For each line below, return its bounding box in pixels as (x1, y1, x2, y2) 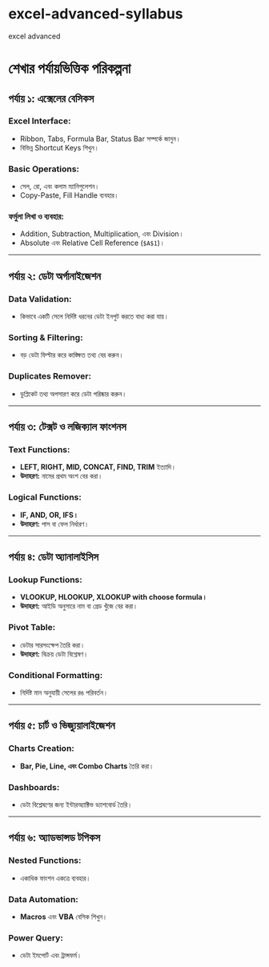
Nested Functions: (8, 855, 82, 866)
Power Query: (8, 932, 64, 943)
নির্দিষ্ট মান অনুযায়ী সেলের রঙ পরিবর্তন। (19, 688, 108, 697)
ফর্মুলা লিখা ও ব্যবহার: (8, 211, 64, 223)
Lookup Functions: (8, 574, 82, 585)
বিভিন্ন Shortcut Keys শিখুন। (19, 142, 99, 152)
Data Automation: (8, 893, 78, 905)
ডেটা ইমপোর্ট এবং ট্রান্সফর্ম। (19, 950, 82, 961)
